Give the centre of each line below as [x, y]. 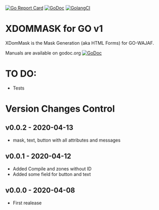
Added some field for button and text [52, 174]
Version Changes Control [60, 109]
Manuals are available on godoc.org [43, 53]
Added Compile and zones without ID [52, 169]
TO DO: [21, 74]
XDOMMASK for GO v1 [54, 29]
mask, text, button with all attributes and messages [66, 140]
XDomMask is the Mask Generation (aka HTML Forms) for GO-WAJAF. [80, 43]
